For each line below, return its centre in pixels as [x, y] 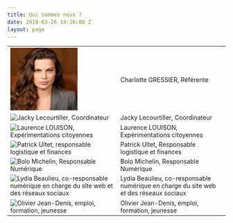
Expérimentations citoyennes [162, 135]
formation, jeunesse [149, 210]
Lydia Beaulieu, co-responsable [166, 179]
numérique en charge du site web [168, 186]
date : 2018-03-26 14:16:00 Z [49, 22]
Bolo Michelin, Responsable [160, 162]
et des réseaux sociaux [153, 193]
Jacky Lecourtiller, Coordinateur [166, 117]
